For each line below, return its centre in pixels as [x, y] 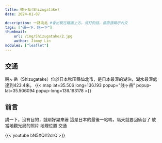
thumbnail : [16, 32]
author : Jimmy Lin [32, 41]
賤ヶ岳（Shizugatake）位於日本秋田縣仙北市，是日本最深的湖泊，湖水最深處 [81, 79]
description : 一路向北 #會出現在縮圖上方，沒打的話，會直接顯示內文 [66, 23]
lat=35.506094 [20, 90]
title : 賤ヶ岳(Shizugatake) [32, 9]
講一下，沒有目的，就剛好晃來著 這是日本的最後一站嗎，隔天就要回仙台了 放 [81, 120]
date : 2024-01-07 [23, 14]
